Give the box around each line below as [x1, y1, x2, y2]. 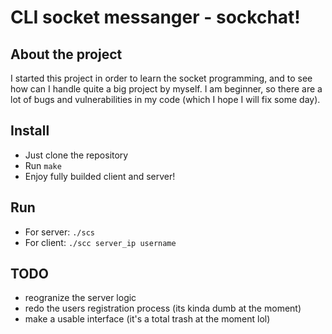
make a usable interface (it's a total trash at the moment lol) [24, 313, 271, 325]
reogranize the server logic [24, 292, 137, 304]
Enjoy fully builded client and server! [24, 170, 176, 182]
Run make [24, 159, 62, 171]
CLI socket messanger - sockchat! [10, 6, 301, 29]
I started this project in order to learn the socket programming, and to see [10, 72, 313, 84]
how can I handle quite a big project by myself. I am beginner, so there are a [10, 83, 323, 95]
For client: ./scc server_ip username [24, 236, 177, 248]
